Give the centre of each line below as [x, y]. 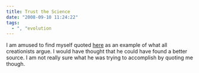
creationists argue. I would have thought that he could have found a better [97, 52]
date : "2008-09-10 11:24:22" [42, 17]
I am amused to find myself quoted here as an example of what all [87, 45]
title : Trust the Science [38, 12]
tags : [13, 23]
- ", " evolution [31, 28]
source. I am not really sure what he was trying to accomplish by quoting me [99, 58]
